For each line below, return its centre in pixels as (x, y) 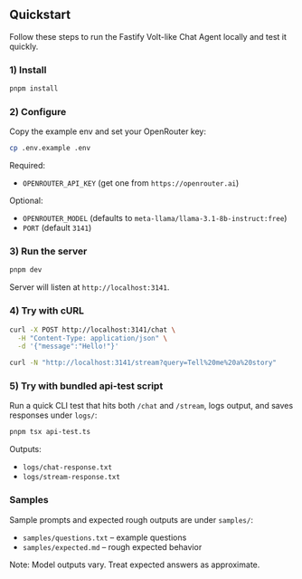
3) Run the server (48, 251)
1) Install (28, 70)
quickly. (24, 46)
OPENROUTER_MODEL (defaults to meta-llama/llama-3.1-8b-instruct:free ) (155, 218)
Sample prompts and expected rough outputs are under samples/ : (131, 519)
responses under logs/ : (53, 415)
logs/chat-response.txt (67, 468)
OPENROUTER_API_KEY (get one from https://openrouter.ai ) (131, 183)
